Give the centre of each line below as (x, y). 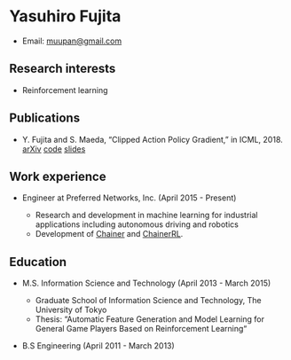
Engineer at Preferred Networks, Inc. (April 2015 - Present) (129, 198)
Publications (45, 118)
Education (38, 262)
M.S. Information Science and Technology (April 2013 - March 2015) (146, 283)
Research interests (63, 69)
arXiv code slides (54, 149)
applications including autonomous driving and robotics (137, 224)
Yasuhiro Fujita (65, 16)
